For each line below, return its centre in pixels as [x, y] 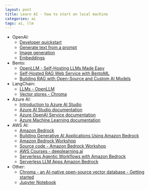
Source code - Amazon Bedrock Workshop [63, 146]
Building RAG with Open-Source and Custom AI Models [75, 79]
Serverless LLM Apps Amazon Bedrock [59, 162]
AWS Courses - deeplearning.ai [51, 151]
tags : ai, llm [20, 23]
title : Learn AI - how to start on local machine [57, 14]
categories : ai [21, 19]
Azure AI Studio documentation [51, 110]
